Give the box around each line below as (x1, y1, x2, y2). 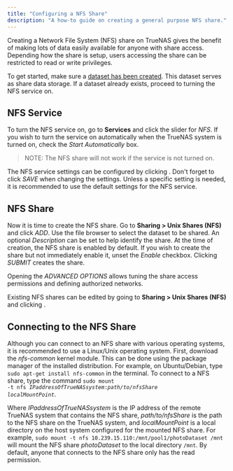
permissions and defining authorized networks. (7, 279, 143, 288)
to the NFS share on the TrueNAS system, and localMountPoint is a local (7, 418, 216, 427)
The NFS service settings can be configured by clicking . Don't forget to (7, 167, 215, 176)
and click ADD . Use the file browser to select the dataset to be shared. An (7, 229, 220, 237)
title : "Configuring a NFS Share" (7, 10, 108, 17)
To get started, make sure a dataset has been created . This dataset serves (7, 71, 222, 80)
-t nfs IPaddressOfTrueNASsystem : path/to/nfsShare (7, 384, 158, 391)
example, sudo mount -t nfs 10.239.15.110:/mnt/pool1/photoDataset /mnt (7, 433, 224, 442)
